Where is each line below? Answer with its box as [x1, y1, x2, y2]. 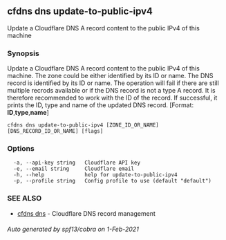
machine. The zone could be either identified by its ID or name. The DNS [7, 72, 214, 80]
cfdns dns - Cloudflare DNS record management [17, 209, 156, 217]
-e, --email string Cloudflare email [13, 165, 135, 172]
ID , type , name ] [7, 109, 50, 117]
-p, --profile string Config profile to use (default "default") [13, 178, 212, 185]
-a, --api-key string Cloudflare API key [13, 159, 140, 167]
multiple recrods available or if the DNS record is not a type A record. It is [7, 86, 216, 95]
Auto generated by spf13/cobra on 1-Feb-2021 [7, 225, 140, 234]
